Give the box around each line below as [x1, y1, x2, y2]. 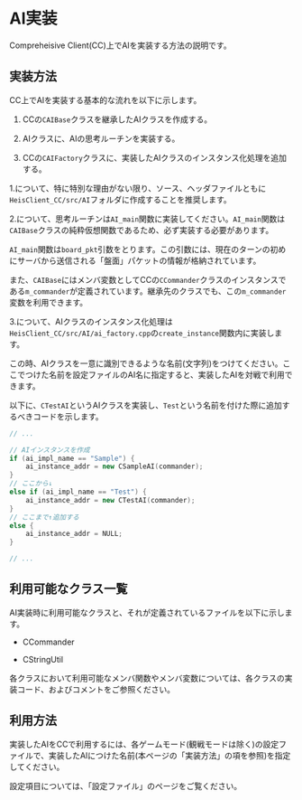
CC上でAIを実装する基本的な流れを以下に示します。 [9, 94, 202, 105]
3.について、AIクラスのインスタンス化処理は [9, 315, 173, 326]
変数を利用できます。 [9, 296, 88, 307]
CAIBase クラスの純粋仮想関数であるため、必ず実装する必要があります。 [9, 224, 274, 235]
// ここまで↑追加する [9, 513, 79, 522]
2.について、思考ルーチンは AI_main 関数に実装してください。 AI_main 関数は [9, 213, 286, 224]
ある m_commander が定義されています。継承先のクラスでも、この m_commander [9, 286, 287, 296]
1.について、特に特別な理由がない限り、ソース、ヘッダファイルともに [9, 183, 267, 193]
